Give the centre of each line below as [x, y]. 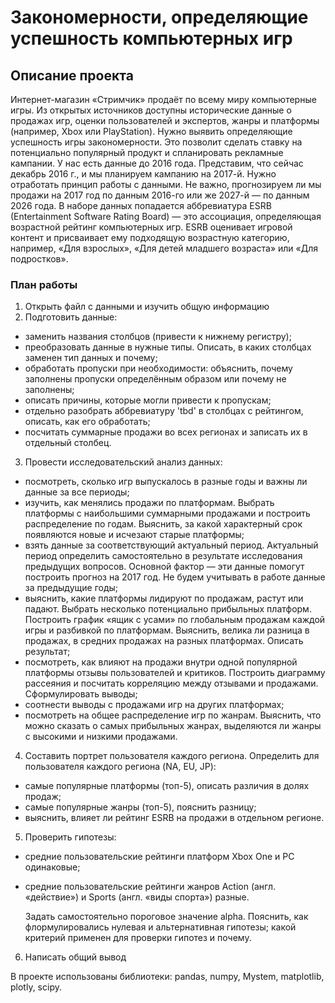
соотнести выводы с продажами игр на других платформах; [154, 705]
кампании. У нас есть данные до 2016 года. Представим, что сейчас [157, 163]
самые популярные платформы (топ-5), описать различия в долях [167, 786]
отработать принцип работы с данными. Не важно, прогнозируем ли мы [166, 184]
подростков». [39, 259]
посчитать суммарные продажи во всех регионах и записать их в [166, 432]
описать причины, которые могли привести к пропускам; [148, 400]
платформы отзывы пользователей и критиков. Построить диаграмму [175, 673]
